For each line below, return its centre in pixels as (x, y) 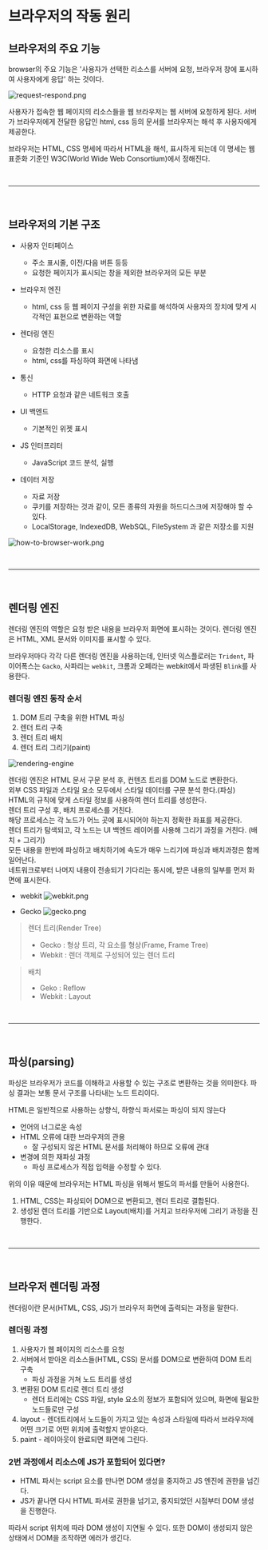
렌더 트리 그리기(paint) (55, 747)
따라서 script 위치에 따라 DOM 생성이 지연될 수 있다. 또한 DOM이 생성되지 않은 (131, 1528)
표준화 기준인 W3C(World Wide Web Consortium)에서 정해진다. (109, 158)
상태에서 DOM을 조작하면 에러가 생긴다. (70, 1538)
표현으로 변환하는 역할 (87, 316)
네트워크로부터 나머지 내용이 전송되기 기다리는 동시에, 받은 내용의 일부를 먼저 (128, 869)
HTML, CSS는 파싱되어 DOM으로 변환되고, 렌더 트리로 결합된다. (119, 1200)
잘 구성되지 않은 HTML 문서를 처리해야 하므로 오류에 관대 (120, 1147)
